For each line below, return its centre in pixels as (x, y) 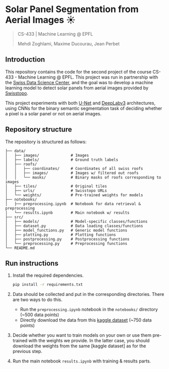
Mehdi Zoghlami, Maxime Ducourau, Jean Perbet (69, 43)
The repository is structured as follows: (46, 142)
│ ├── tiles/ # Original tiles (56, 186)
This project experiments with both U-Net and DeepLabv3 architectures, (80, 103)
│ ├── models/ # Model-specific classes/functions (76, 221)
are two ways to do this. (37, 300)
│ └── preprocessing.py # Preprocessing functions (66, 243)
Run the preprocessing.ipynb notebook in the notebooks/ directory (89, 310)
